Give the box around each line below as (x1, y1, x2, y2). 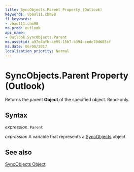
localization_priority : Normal (5, 48, 69, 53)
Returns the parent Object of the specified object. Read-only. (5, 97, 130, 103)
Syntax (5, 111, 28, 119)
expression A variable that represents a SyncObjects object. (5, 134, 127, 140)
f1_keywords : (5, 16, 32, 21)
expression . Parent (5, 124, 43, 130)
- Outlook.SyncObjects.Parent (5, 35, 67, 40)
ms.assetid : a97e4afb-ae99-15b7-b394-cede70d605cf (5, 40, 111, 44)
